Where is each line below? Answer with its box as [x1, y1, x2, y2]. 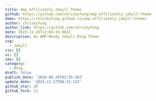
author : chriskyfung [5, 20, 47, 26]
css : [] [5, 48, 21, 52]
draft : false [5, 70, 32, 75]
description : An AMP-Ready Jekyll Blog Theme [5, 34, 99, 39]
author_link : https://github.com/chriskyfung [5, 25, 99, 30]
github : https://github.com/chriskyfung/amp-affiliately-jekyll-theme [5, 12, 152, 17]
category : [5, 61, 25, 66]
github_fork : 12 [5, 88, 38, 93]
